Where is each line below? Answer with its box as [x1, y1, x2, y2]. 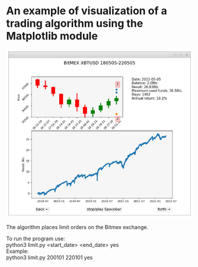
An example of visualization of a [6, 4, 168, 18]
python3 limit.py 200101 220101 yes [6, 253, 93, 261]
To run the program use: [6, 235, 65, 242]
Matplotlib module [6, 30, 98, 43]
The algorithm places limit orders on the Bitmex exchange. [6, 223, 149, 230]
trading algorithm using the [6, 17, 143, 30]
